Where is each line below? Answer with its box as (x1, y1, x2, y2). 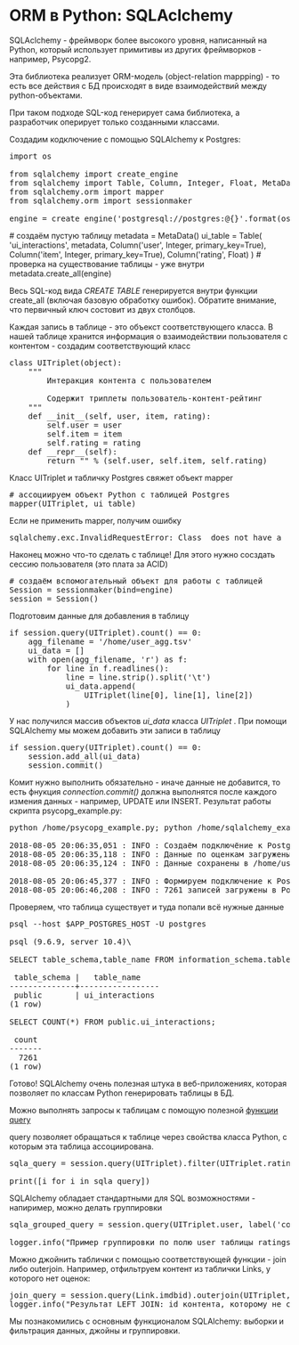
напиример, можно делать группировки (9, 1202, 163, 1212)
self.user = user (46, 420, 123, 430)
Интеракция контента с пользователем (46, 375, 212, 386)
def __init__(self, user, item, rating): (28, 411, 212, 421)
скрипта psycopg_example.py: (9, 805, 123, 816)
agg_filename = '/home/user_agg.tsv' (28, 636, 193, 647)
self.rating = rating (46, 437, 141, 448)
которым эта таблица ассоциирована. (9, 1141, 154, 1152)
